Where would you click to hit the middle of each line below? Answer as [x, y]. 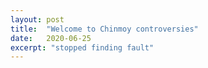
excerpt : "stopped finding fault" [82, 47]
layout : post [37, 19]
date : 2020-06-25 [51, 38]
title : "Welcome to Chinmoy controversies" [104, 29]
